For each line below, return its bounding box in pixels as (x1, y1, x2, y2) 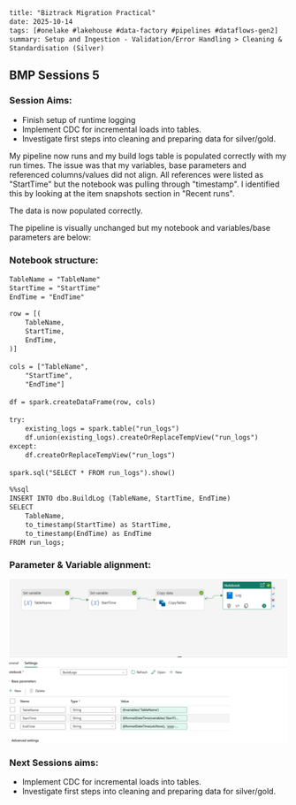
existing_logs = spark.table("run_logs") (25, 424, 179, 433)
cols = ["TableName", (9, 362, 89, 371)
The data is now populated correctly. (9, 205, 143, 216)
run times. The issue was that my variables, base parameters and (9, 159, 247, 171)
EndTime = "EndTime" (9, 292, 86, 302)
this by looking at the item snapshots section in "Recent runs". (9, 188, 235, 198)
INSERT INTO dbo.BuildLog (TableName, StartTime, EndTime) (9, 494, 231, 502)
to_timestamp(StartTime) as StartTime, (25, 520, 172, 529)
